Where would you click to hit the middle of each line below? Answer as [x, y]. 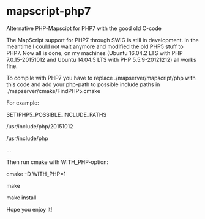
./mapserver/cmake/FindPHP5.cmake [54, 91]
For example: [23, 103]
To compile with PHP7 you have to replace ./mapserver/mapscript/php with [101, 78]
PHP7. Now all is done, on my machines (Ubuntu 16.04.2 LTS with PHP [95, 53]
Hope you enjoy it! [29, 209]
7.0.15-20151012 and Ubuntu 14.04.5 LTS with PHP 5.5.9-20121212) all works [102, 59]
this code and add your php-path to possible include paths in [83, 84]
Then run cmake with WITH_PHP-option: [58, 162]
